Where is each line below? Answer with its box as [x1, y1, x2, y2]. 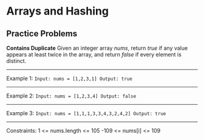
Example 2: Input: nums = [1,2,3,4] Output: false [6, 92, 137, 99]
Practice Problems [6, 28, 78, 39]
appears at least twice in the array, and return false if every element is [6, 51, 182, 58]
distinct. [6, 58, 27, 64]
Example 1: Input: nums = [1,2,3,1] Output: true [6, 75, 132, 82]
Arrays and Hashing [6, 4, 109, 18]
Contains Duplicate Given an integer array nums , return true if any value [6, 44, 188, 52]
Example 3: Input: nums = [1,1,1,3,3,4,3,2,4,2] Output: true [6, 110, 166, 116]
